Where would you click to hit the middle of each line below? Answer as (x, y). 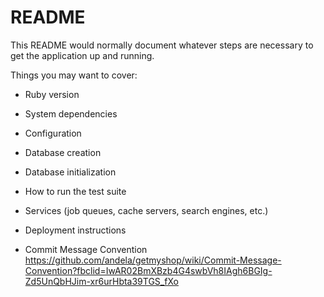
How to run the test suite (75, 191)
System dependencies (71, 113)
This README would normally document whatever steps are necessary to (162, 45)
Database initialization (70, 172)
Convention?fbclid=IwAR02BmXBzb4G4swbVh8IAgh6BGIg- (148, 270)
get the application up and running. (82, 55)
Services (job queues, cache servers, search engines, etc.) (146, 210)
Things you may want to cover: (74, 75)
